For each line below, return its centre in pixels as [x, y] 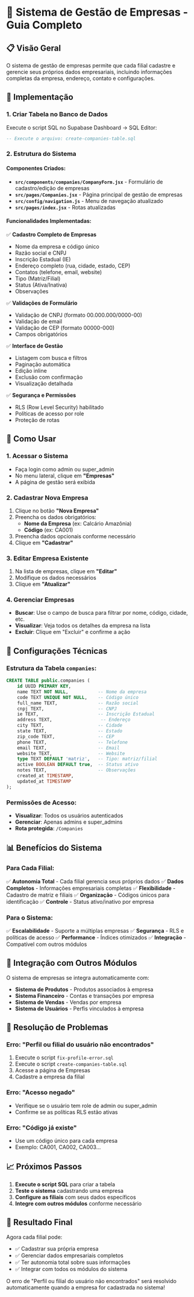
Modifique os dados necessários [55, 578]
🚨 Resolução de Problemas [57, 1028]
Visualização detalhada [44, 383]
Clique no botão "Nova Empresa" [57, 511]
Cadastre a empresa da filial [50, 1077]
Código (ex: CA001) [48, 530]
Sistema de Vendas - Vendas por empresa [68, 1002]
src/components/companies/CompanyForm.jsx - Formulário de [89, 182]
